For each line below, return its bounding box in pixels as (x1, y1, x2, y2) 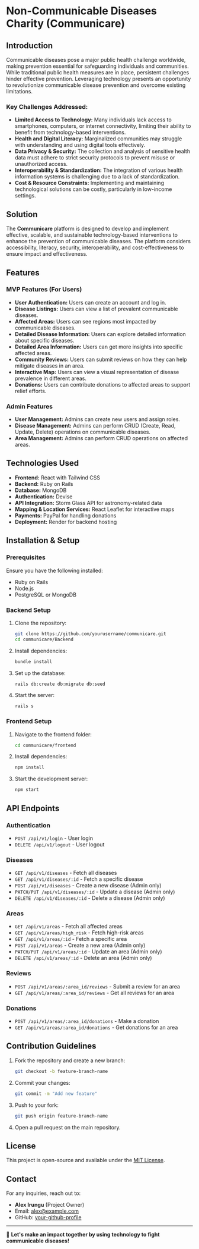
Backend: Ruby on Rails (14, 480, 73, 487)
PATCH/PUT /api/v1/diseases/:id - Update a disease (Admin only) (14, 888, 175, 896)
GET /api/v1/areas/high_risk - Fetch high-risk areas (14, 929, 144, 936)
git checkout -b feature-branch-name (14, 1068, 108, 1074)
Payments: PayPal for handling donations (14, 511, 117, 519)
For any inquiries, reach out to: (6, 1190, 81, 1197)
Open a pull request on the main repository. (14, 1124, 121, 1131)
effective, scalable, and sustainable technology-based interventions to (6, 231, 178, 238)
